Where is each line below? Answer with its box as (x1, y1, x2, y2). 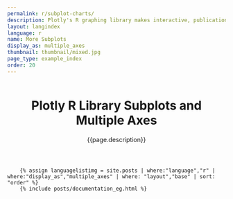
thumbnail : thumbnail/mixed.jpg (7, 49, 101, 56)
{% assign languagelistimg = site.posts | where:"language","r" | (19, 167, 216, 174)
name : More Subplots (7, 36, 67, 43)
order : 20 (7, 62, 36, 69)
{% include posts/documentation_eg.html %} (19, 185, 148, 192)
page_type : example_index (7, 55, 82, 62)
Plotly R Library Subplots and (31, 98, 202, 113)
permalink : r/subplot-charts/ (7, 10, 95, 17)
